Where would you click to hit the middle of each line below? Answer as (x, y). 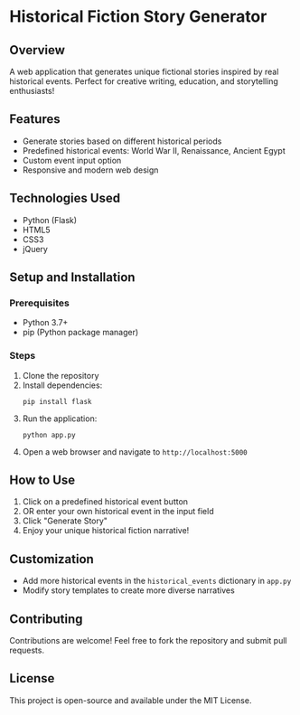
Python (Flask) (50, 220)
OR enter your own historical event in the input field (118, 512)
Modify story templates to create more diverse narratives (128, 590)
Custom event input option (72, 160)
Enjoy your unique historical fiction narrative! (106, 531)
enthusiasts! (32, 91)
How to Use (42, 480)
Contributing (46, 619)
